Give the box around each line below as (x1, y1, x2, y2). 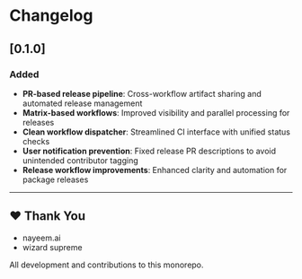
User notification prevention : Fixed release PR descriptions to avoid (22, 145, 277, 156)
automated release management (22, 98, 143, 109)
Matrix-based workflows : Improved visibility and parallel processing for (22, 107, 290, 118)
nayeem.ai (22, 232, 61, 243)
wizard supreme (22, 241, 83, 252)
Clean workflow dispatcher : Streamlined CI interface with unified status (22, 126, 290, 137)
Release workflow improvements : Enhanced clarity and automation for (22, 164, 288, 175)
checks (22, 135, 50, 146)
